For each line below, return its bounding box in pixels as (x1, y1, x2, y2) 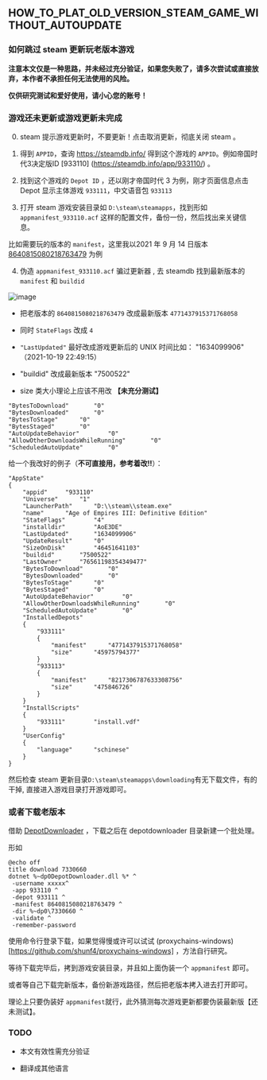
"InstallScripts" (22, 704, 80, 712)
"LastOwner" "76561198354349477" (22, 557, 148, 565)
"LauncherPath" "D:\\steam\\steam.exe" (22, 502, 172, 510)
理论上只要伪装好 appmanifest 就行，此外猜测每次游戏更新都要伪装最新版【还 (8, 997, 258, 1007)
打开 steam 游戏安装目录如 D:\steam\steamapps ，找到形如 (19, 202, 208, 212)
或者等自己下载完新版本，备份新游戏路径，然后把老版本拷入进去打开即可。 (8, 980, 252, 989)
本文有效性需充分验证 (19, 1046, 90, 1056)
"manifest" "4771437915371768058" (50, 641, 183, 649)
